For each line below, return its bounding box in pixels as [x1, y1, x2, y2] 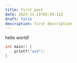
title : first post [5, 7, 43, 12]
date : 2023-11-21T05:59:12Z [5, 12, 64, 17]
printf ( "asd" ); [14, 49, 46, 54]
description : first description [5, 21, 72, 26]
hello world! [5, 35, 29, 41]
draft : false [5, 16, 32, 21]
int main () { [5, 44, 32, 50]
